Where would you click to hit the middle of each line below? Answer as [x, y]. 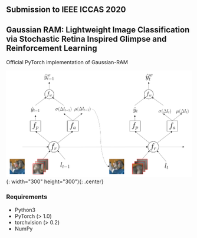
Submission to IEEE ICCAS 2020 [66, 10]
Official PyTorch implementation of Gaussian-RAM [67, 62]
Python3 [25, 210]
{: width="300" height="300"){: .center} [55, 181]
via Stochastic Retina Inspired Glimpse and [86, 39]
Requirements [27, 197]
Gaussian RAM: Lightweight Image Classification [98, 30]
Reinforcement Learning [52, 48]
